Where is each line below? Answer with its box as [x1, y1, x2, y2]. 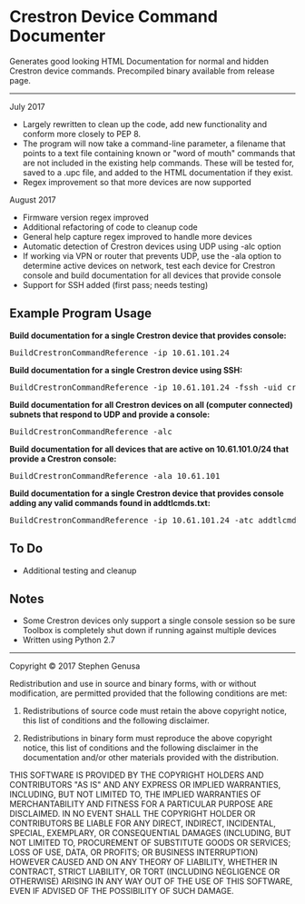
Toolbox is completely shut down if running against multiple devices [22, 625, 277, 636]
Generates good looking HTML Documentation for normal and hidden [9, 55, 270, 66]
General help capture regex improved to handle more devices [22, 231, 252, 242]
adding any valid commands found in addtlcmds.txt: [9, 497, 211, 508]
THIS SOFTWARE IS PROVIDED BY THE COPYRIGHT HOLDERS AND [9, 770, 265, 780]
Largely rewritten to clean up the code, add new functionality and [22, 118, 268, 129]
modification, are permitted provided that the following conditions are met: [9, 688, 288, 699]
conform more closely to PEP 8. [22, 128, 142, 139]
